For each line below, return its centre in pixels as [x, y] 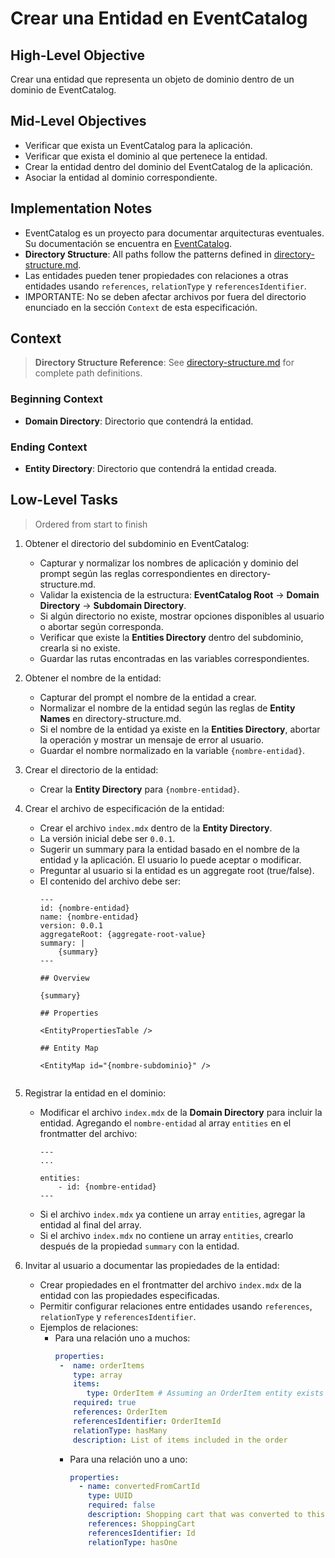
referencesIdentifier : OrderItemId [147, 1421]
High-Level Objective [78, 55]
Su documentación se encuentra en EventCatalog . [128, 243]
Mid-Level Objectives [78, 121]
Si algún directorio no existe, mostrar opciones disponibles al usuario [182, 616]
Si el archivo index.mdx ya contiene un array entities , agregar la [172, 1214]
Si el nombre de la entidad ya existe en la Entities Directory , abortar [180, 729]
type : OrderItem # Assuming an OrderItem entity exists [205, 1393]
